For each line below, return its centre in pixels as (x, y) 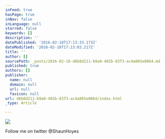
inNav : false (19, 19)
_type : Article (21, 103)
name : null (21, 80)
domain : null (23, 84)
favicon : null (24, 94)
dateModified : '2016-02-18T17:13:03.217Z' (50, 47)
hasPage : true (20, 15)
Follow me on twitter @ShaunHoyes (42, 131)
